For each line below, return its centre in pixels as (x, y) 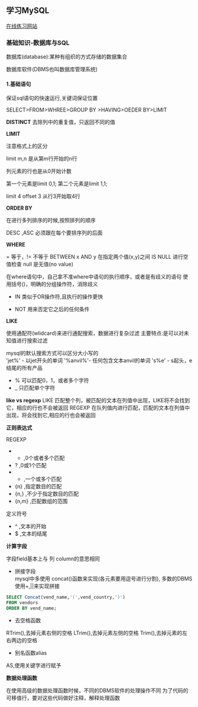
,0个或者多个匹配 (44, 458)
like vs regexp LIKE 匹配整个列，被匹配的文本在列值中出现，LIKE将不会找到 (98, 400)
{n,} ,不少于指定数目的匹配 (47, 494)
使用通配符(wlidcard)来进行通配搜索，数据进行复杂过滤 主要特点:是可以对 (95, 333)
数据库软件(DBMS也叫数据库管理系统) (52, 69)
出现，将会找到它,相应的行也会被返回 (51, 415)
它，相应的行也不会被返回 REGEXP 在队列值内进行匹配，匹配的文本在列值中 (98, 408)
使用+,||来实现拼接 (37, 586)
